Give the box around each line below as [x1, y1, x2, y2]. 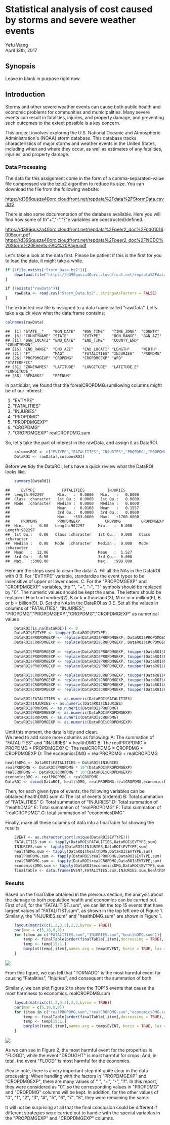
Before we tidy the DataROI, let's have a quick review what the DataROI [5, 463, 153, 469]
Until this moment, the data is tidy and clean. [5, 729, 98, 735]
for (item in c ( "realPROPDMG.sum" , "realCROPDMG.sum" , [14, 1009, 130, 1014]
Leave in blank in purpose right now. [5, 75, 81, 82]
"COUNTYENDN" [5, 342, 33, 347]
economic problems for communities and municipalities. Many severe [5, 109, 150, 115]
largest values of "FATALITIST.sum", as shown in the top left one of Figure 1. [5, 908, 163, 914]
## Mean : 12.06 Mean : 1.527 [5, 550, 133, 555]
